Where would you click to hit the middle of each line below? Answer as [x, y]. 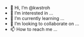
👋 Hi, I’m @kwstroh [30, 8]
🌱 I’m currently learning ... [37, 18]
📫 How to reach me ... [34, 29]
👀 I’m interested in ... [32, 13]
